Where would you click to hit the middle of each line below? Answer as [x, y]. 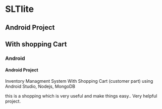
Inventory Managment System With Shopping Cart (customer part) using [79, 81]
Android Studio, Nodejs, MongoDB [40, 86]
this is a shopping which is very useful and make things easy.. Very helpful [81, 96]
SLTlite [20, 9]
